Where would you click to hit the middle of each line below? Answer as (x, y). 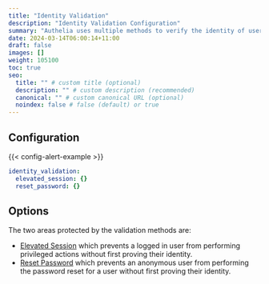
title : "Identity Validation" (59, 16)
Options (29, 211)
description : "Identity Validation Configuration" (94, 23)
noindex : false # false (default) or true (87, 105)
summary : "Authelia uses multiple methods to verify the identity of (127, 30)
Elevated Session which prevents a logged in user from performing (130, 246)
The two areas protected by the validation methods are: (100, 230)
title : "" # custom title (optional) (78, 82)
